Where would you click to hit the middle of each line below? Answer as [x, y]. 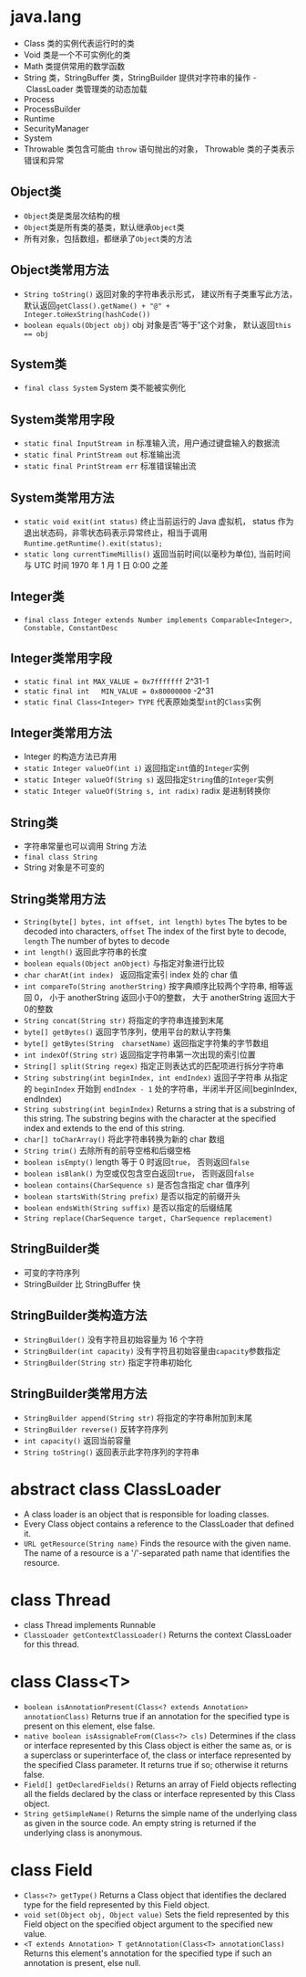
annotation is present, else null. [82, 1963]
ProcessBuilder [52, 109]
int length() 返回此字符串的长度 [85, 952]
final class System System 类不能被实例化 [104, 388]
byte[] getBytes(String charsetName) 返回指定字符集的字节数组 [146, 1043]
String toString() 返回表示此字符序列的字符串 [111, 1452]
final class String [61, 857]
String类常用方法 [58, 899]
